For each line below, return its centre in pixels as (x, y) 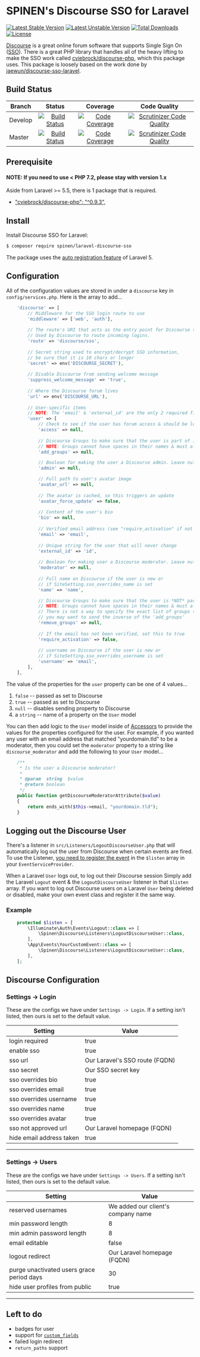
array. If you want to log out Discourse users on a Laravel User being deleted (100, 888)
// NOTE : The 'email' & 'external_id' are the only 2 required (107, 413)
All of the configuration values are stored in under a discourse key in (90, 290)
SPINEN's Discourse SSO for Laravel (98, 11)
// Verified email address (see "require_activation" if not (115, 529)
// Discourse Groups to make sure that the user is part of (114, 441)
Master (19, 137)
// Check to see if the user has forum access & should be (112, 425)
